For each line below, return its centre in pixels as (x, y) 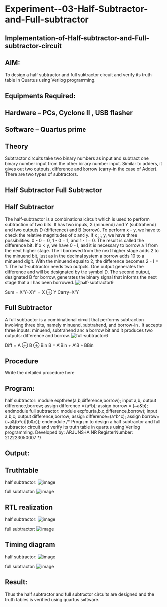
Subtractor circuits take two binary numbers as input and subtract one (77, 158)
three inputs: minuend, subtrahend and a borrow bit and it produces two (79, 330)
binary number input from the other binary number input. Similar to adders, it (83, 164)
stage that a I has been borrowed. (40, 282)
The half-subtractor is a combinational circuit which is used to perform (78, 219)
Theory (17, 146)
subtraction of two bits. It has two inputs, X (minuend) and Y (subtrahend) (81, 224)
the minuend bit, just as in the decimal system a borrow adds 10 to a (75, 256)
